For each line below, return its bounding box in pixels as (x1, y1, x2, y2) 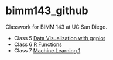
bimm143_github (5, 4, 88, 17)
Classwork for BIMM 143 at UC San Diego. (5, 23, 108, 30)
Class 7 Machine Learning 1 (13, 47, 81, 54)
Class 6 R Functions (13, 41, 62, 48)
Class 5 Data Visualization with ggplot (13, 34, 105, 41)
